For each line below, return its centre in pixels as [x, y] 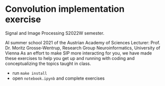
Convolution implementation [65, 9]
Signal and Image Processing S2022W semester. [55, 33]
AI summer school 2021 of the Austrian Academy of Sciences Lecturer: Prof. [83, 42]
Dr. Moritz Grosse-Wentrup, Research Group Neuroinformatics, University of [83, 48]
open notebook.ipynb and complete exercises [58, 78]
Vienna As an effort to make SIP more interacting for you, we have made [79, 53]
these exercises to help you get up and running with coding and [70, 58]
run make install [30, 73]
